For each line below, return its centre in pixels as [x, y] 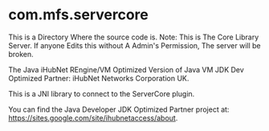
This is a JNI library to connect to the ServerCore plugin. [102, 93]
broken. [21, 54]
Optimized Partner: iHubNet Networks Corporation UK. [99, 78]
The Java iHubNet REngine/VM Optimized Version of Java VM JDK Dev [126, 69]
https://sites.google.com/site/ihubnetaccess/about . [93, 117]
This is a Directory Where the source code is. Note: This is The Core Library [134, 37]
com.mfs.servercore [78, 15]
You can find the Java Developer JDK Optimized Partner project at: [119, 109]
